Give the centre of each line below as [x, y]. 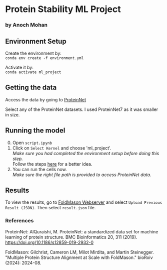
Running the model [35, 131]
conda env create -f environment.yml [44, 58]
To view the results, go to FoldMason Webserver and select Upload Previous [84, 202]
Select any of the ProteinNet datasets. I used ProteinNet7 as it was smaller [82, 109]
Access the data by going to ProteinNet [46, 99]
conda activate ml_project [33, 72]
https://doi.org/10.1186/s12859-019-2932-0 [49, 242]
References [19, 221]
